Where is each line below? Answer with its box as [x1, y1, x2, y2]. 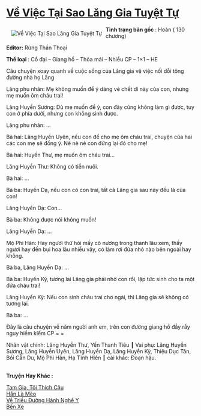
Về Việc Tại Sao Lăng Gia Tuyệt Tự [6, 6, 179, 20]
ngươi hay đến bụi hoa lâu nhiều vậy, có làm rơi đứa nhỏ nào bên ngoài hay [6, 246, 191, 253]
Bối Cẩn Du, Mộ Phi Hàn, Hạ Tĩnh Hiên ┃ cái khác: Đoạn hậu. [6, 354, 157, 361]
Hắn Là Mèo [6, 390, 37, 397]
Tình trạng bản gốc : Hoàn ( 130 [106, 26, 185, 33]
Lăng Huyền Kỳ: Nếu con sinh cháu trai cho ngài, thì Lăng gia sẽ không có [6, 293, 189, 300]
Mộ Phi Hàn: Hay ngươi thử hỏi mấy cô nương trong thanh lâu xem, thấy [6, 239, 183, 246]
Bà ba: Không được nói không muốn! [6, 216, 97, 223]
